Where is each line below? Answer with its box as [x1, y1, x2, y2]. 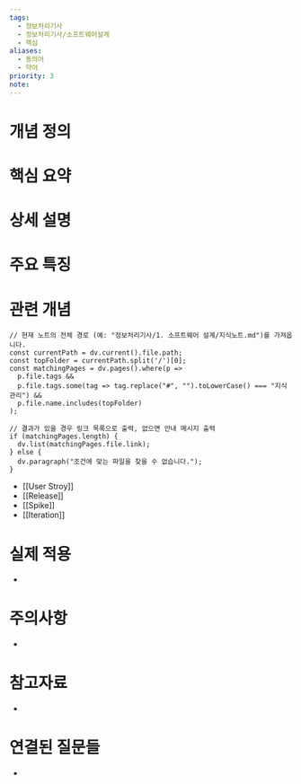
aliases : [9, 47, 42, 56]
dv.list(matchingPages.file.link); [17, 440, 151, 449]
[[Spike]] [22, 500, 56, 511]
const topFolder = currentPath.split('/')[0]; [9, 357, 187, 366]
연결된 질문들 [9, 737, 101, 758]
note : [9, 80, 30, 89]
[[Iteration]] [22, 509, 66, 521]
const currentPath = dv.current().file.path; [9, 348, 182, 357]
